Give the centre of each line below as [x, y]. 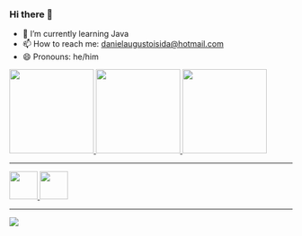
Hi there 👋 [31, 14]
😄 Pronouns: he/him [60, 57]
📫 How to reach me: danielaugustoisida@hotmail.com [123, 44]
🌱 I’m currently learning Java [75, 34]
